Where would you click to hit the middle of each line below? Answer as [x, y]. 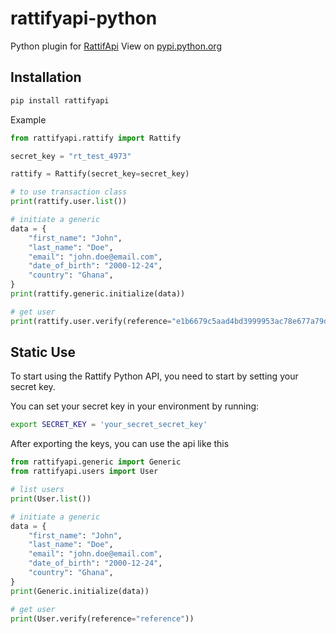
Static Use [43, 352]
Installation [46, 77]
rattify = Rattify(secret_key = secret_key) [100, 174]
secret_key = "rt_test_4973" [71, 156]
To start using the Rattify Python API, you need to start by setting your [154, 376]
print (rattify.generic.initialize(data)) [98, 294]
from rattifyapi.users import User [84, 472]
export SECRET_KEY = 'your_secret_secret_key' [109, 425]
